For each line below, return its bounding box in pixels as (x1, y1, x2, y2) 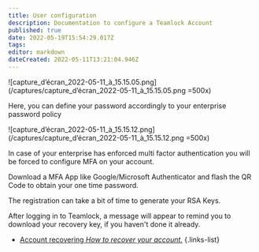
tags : (8, 41, 26, 49)
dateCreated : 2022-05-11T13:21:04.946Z (8, 56, 139, 64)
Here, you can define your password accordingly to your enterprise (8, 100, 227, 111)
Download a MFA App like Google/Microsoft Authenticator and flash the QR (8, 171, 252, 182)
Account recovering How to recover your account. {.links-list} (19, 235, 220, 244)
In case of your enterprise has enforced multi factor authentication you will (8, 148, 250, 158)
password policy (8, 109, 61, 118)
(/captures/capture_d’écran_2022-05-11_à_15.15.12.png (8, 133, 185, 142)
